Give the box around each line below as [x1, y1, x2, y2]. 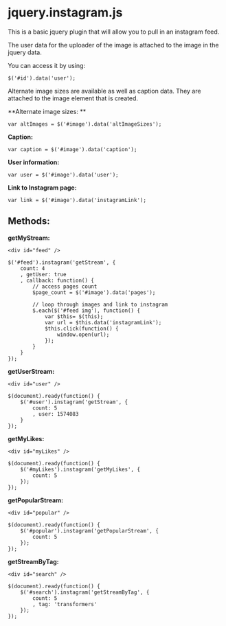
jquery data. [8, 48, 42, 56]
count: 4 [20, 265, 45, 272]
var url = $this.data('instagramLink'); [44, 319, 162, 326]
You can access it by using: [8, 61, 85, 69]
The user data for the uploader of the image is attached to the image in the [8, 41, 219, 49]
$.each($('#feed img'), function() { [32, 307, 140, 314]
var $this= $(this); [44, 313, 104, 320]
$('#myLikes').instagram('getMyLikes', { [20, 466, 140, 473]
